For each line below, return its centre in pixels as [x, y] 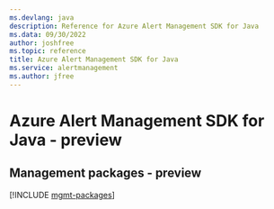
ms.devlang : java [42, 18]
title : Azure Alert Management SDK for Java [94, 59]
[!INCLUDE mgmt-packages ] [62, 195]
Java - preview [66, 140]
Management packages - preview [106, 173]
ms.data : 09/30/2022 [48, 34]
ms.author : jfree [42, 77]
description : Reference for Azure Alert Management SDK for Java [134, 26]
